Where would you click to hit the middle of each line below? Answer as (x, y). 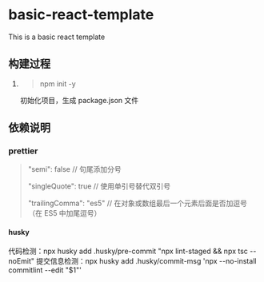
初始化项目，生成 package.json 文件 (79, 100)
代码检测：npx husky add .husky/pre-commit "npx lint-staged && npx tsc (128, 251)
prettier (23, 151)
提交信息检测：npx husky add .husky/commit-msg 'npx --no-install (146, 260)
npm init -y (58, 83)
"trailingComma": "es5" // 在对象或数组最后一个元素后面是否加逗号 (138, 203)
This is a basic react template (57, 37)
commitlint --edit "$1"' (45, 270)
